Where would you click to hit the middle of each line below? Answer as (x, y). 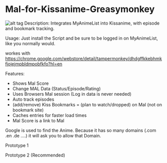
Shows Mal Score (31, 83)
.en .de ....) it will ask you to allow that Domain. (53, 135)
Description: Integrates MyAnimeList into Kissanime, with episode (92, 23)
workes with (18, 53)
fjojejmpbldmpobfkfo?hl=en (34, 64)
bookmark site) (28, 110)
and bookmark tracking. (30, 28)
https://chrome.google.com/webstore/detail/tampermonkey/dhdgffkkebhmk (83, 58)
